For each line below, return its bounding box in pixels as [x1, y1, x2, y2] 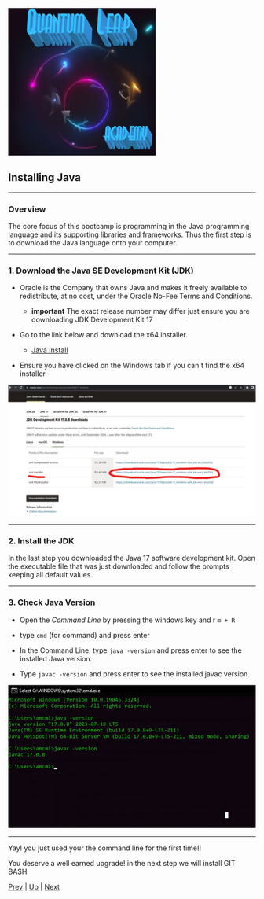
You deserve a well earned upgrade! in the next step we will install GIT [8, 859, 236, 868]
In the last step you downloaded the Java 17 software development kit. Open [8, 554, 255, 563]
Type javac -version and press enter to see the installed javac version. [19, 669, 250, 679]
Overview [8, 204, 46, 215]
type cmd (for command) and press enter [19, 630, 151, 639]
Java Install [31, 345, 68, 355]
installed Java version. [19, 654, 93, 663]
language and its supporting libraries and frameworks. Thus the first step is [8, 230, 252, 239]
